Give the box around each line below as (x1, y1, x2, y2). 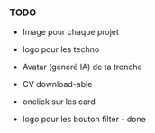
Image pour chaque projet (22, 27, 120, 38)
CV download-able (22, 79, 93, 90)
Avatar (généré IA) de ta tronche (22, 61, 142, 73)
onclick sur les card (22, 96, 96, 107)
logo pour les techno (22, 44, 100, 55)
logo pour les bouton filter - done (22, 114, 146, 125)
